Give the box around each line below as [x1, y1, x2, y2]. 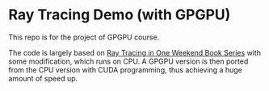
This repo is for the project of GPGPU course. [8, 32, 160, 42]
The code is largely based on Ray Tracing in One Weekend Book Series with [8, 48, 261, 57]
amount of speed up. [8, 73, 78, 83]
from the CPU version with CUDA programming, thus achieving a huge [8, 64, 242, 74]
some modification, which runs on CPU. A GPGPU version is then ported [8, 56, 249, 66]
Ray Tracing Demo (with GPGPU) [8, 6, 231, 24]
